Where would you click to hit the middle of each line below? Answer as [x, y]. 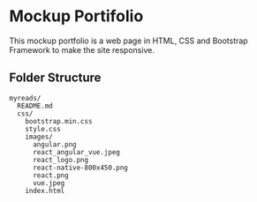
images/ [39, 137]
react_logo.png [60, 160]
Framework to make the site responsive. [82, 49]
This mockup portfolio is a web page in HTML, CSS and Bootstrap [129, 41]
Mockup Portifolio [76, 16]
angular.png [54, 144]
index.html [45, 191]
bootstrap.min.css [59, 121]
